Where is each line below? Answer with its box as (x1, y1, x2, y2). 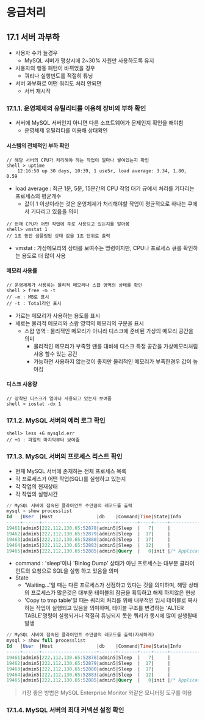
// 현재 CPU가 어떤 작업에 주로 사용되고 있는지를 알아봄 (6, 221, 130, 227)
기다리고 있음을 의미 (31, 207, 79, 215)
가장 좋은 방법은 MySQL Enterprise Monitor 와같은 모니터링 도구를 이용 (21, 689, 192, 697)
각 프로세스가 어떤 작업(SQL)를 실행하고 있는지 (15, 475, 126, 482)
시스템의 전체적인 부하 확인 (6, 142, 70, 149)
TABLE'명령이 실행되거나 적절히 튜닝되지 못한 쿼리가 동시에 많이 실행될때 (24, 612, 197, 619)
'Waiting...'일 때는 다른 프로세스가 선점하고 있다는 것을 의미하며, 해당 (24, 581, 187, 589)
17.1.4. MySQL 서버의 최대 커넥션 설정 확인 (6, 706, 124, 714)
